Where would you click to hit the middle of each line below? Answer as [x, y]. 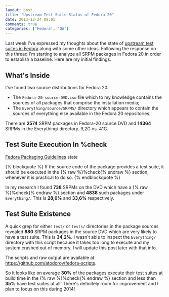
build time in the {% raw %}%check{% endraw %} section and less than [80, 278]
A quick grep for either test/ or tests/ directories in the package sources [82, 226]
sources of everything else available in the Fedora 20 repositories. [81, 113]
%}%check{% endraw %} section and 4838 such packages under [75, 193]
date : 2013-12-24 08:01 [30, 19]
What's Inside [28, 75]
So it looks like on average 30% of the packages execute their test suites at [84, 273]
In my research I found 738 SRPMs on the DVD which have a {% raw [77, 187]
